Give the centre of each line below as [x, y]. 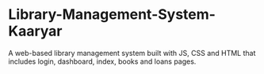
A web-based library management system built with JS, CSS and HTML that [132, 53]
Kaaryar [35, 31]
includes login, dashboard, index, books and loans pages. [102, 61]
